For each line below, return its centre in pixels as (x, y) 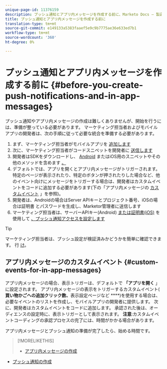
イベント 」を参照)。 (42, 193)
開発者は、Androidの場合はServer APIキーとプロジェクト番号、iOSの (83, 200)
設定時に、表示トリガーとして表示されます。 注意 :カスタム (90, 314)
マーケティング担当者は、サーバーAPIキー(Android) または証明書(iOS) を (86, 212)
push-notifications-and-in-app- (73, 96)
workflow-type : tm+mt (28, 33)
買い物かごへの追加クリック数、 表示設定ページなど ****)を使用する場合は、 (83, 295)
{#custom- (141, 262)
